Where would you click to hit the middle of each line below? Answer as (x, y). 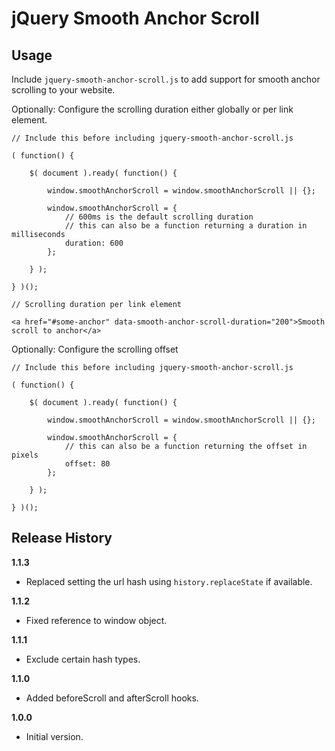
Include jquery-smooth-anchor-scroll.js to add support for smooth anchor (166, 79)
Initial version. (54, 736)
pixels (25, 455)
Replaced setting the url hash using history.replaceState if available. (169, 581)
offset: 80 (87, 464)
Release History (62, 538)
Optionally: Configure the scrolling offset (95, 349)
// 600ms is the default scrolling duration (159, 217)
